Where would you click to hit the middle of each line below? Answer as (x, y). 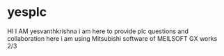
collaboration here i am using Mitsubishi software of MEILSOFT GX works (112, 38)
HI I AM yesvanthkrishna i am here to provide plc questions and (98, 31)
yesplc (27, 12)
